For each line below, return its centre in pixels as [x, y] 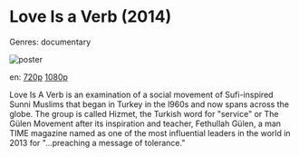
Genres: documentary [50, 42]
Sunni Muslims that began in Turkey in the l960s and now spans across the [149, 104]
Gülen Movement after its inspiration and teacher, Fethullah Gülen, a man [145, 123]
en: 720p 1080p [39, 77]
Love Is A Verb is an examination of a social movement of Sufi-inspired [141, 94]
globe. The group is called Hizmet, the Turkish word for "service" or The [144, 113]
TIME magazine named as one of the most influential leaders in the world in [150, 132]
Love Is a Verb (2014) [91, 17]
